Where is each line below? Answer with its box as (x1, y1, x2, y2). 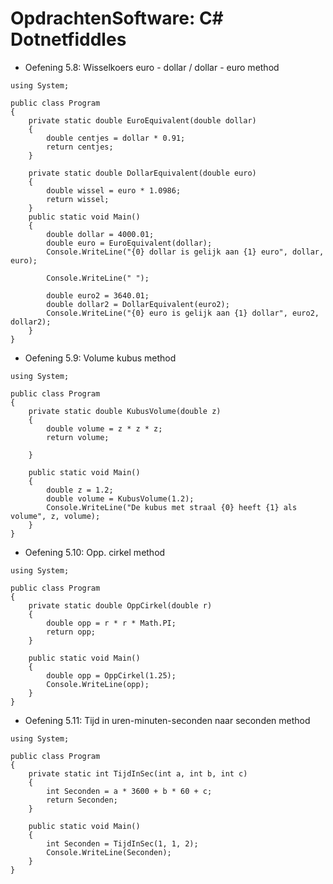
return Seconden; (46, 795, 118, 805)
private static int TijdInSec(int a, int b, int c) (28, 768, 248, 779)
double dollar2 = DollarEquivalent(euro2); (46, 299, 230, 309)
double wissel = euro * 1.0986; (46, 185, 182, 196)
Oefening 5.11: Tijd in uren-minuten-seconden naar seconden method (24, 714, 311, 726)
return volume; (46, 432, 110, 442)
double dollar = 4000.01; (46, 229, 155, 239)
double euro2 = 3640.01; (46, 290, 150, 301)
